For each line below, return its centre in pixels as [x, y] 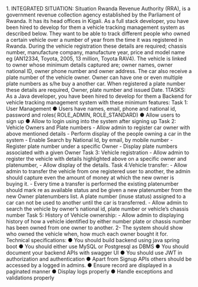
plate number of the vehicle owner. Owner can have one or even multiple [95, 77]
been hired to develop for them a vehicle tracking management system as [95, 27]
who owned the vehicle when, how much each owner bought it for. [87, 234]
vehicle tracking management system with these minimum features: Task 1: [97, 102]
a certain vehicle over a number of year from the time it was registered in [95, 40]
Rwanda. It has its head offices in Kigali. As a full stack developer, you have [98, 21]
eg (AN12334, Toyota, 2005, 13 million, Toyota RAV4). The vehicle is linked [96, 59]
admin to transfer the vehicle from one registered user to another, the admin [98, 171]
